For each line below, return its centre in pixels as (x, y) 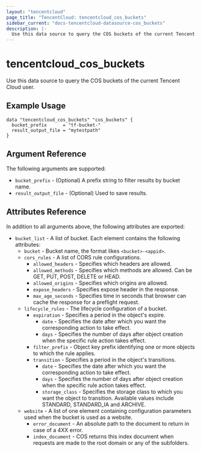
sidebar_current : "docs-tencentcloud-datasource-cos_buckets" (86, 23)
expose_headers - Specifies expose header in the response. (106, 289)
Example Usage (36, 106)
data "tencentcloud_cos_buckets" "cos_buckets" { (70, 120)
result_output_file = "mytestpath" (56, 130)
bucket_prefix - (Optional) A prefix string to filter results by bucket (97, 180)
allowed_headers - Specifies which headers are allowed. (102, 264)
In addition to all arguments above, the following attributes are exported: (96, 226)
